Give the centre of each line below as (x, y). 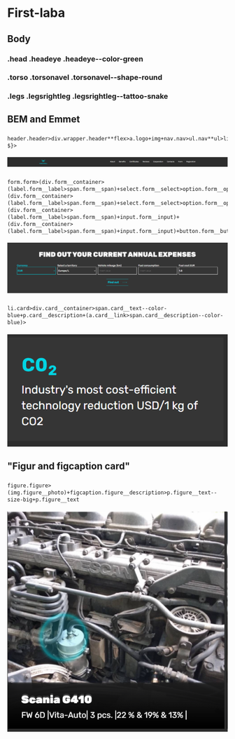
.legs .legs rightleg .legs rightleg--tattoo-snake (88, 96)
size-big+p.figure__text (43, 500)
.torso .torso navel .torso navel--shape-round (85, 77)
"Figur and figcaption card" (69, 466)
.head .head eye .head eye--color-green (75, 59)
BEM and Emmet (44, 119)
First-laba (36, 13)
